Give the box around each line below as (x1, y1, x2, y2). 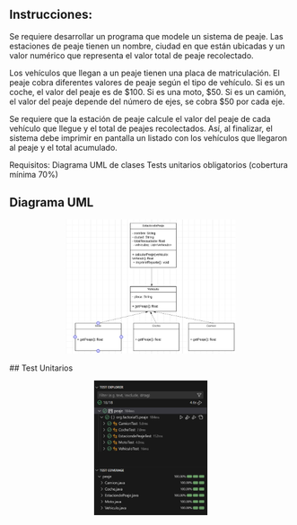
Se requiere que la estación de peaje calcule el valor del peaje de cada (9, 113, 271, 124)
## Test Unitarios (9, 363, 74, 373)
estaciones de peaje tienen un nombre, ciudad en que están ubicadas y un (9, 40, 285, 51)
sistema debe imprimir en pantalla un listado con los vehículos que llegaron (9, 132, 288, 143)
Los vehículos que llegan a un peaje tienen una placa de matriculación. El (9, 67, 280, 78)
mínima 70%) (9, 169, 58, 179)
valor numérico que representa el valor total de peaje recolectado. (9, 49, 254, 61)
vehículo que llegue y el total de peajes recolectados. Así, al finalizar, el (9, 123, 274, 134)
